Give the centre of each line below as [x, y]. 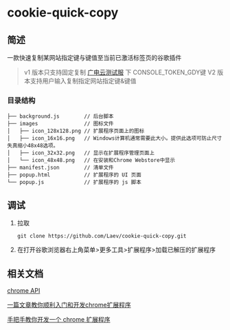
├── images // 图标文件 [61, 124]
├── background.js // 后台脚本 [61, 116]
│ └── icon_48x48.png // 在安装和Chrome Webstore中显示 [91, 161]
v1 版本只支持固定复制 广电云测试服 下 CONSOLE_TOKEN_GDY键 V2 [120, 72]
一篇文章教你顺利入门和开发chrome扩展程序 [69, 305]
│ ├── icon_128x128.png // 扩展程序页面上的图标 [76, 131]
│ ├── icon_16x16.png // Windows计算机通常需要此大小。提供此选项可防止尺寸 [115, 138]
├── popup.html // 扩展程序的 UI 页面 [74, 175]
